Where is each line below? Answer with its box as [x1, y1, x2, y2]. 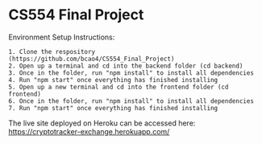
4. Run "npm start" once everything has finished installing [8, 76, 218, 84]
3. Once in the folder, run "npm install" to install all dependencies [8, 68, 254, 77]
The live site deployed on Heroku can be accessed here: [8, 118, 196, 128]
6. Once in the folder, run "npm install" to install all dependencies [8, 97, 254, 105]
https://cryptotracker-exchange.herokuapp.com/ [8, 126, 170, 136]
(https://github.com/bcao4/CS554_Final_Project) [8, 55, 175, 63]
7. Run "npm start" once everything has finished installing [8, 104, 218, 112]
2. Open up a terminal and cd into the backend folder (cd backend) [8, 62, 243, 70]
